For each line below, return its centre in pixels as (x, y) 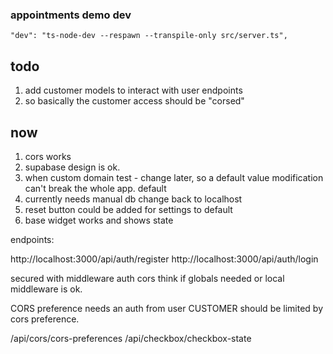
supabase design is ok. (72, 167)
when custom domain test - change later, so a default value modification (174, 177)
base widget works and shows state (99, 220)
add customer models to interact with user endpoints (133, 90)
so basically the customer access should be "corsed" (134, 101)
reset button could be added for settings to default (128, 209)
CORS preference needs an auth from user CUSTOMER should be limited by (167, 308)
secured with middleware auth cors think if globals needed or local (147, 278)
